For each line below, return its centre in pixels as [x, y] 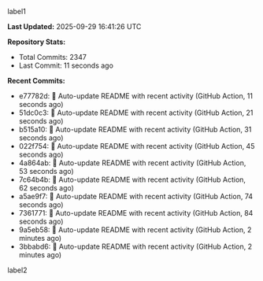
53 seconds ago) [46, 171]
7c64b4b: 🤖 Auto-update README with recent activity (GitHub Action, [132, 179]
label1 [17, 11]
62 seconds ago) [46, 188]
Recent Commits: [36, 81]
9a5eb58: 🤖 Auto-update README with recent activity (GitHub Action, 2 [135, 230]
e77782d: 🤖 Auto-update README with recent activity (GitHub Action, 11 [136, 96]
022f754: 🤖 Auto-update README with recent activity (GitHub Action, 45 [137, 146]
